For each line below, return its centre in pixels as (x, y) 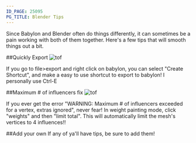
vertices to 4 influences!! (36, 122)
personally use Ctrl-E (32, 81)
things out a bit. (25, 46)
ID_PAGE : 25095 (25, 11)
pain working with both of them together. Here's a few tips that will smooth (96, 40)
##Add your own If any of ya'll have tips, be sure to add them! (80, 133)
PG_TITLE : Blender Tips (35, 17)
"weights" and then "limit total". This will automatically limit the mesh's (91, 116)
